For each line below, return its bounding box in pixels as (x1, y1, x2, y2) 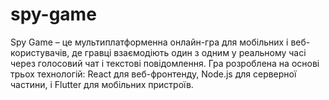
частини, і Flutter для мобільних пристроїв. (10, 78, 194, 90)
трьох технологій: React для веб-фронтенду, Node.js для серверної (10, 68, 297, 80)
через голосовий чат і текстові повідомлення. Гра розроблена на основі (10, 57, 320, 69)
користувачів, (10, 46, 70, 58)
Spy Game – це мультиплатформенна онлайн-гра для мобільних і (10, 36, 289, 48)
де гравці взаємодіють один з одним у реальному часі (71, 46, 307, 58)
